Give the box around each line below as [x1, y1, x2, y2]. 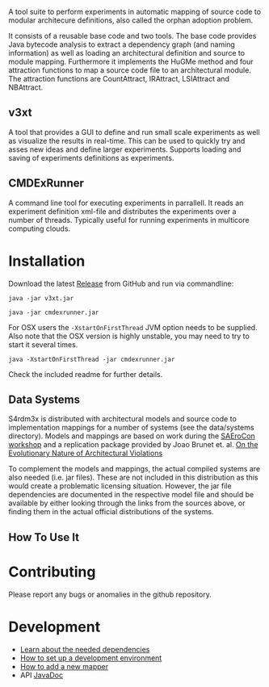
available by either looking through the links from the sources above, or [8, 498, 246, 508]
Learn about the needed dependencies [19, 644, 150, 654]
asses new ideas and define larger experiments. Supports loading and [8, 145, 242, 154]
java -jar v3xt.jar [8, 294, 74, 302]
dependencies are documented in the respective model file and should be [8, 490, 254, 500]
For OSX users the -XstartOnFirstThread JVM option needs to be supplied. [8, 322, 258, 332]
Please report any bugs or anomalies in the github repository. [8, 589, 212, 599]
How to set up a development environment [19, 653, 162, 663]
